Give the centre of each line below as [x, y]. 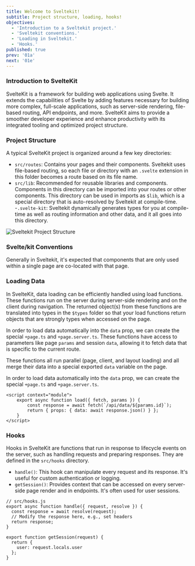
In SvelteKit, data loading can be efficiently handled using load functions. [95, 294]
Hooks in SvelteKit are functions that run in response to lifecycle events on [96, 448]
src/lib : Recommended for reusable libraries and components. [91, 183]
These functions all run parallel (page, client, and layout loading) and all [93, 360]
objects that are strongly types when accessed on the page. [79, 319]
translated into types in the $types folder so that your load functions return [96, 313]
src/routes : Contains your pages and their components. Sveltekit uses [100, 164]
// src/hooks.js [26, 501]
